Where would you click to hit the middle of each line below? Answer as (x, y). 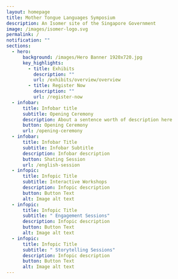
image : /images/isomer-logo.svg (47, 29)
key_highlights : (43, 63)
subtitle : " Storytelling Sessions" (69, 250)
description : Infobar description (66, 154)
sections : (19, 46)
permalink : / (23, 35)
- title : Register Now (57, 86)
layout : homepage (28, 12)
